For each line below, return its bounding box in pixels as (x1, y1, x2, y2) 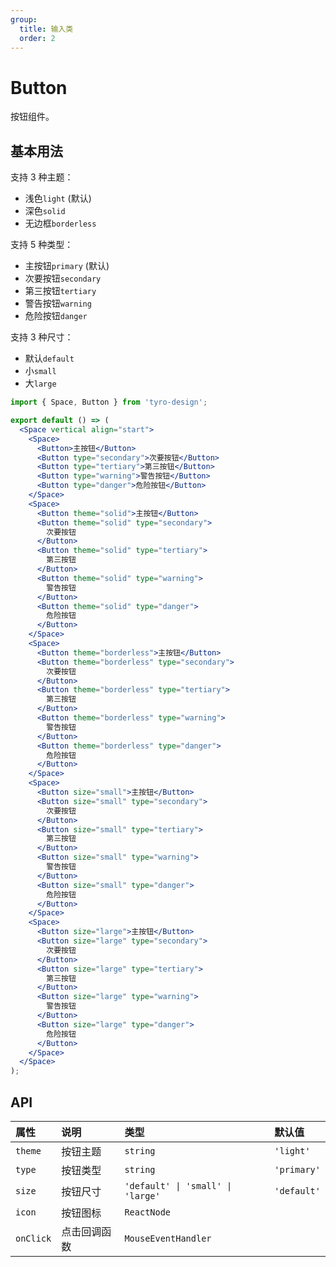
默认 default (24, 352, 75, 365)
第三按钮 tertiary (24, 285, 97, 297)
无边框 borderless (24, 217, 97, 230)
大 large (24, 377, 57, 390)
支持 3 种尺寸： (10, 331, 74, 343)
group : (10, 14, 38, 25)
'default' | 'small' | (124, 1180, 233, 1191)
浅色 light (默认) (24, 192, 92, 205)
